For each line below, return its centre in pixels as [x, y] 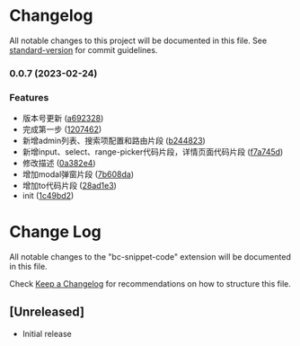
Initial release [47, 333]
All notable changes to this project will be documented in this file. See [138, 40]
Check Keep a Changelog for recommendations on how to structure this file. [150, 284]
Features [29, 97]
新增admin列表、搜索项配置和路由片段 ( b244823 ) [114, 141]
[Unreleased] [47, 312]
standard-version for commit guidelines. [84, 49]
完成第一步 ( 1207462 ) [62, 129]
